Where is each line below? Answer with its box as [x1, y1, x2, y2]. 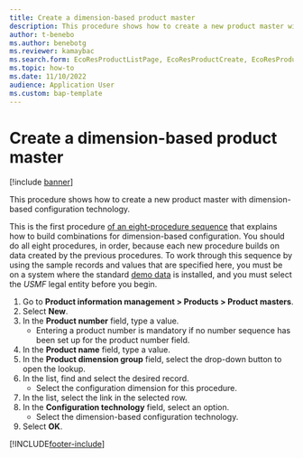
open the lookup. [22, 363, 86, 375]
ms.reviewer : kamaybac [9, 47, 95, 56]
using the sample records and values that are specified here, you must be [9, 259, 283, 271]
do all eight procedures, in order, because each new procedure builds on [9, 240, 280, 251]
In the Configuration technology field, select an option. [22, 402, 230, 413]
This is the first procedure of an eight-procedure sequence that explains [9, 221, 278, 232]
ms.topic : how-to [9, 64, 75, 73]
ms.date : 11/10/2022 [9, 72, 87, 81]
